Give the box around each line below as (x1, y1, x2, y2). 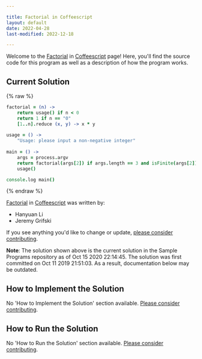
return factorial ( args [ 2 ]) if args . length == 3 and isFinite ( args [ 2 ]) (17, 160, 198, 166)
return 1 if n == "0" (17, 115, 71, 121)
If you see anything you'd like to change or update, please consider (6, 229, 173, 236)
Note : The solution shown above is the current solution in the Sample (6, 247, 177, 254)
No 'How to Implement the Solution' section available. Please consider (6, 299, 180, 307)
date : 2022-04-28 (6, 25, 50, 31)
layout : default (6, 19, 47, 26)
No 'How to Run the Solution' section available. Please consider (6, 340, 164, 347)
